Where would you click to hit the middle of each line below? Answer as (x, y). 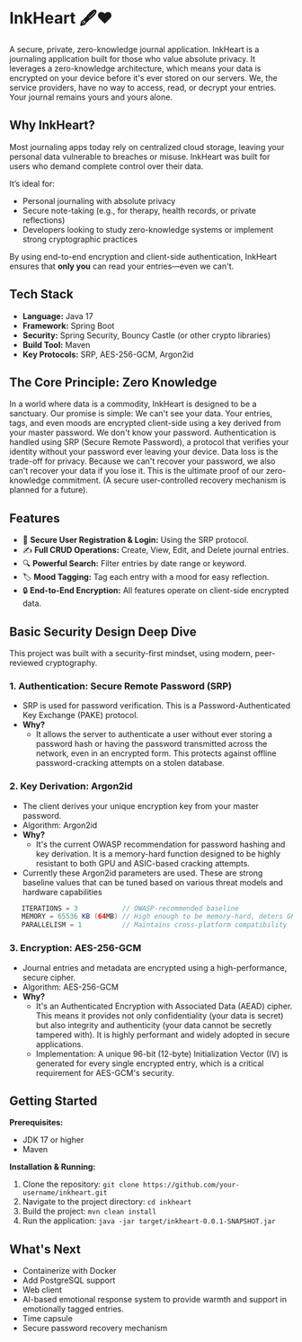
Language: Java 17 (58, 316)
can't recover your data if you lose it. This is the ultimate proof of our (137, 471)
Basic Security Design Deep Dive (103, 631)
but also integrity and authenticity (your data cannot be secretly (154, 1025)
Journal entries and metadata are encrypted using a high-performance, (155, 967)
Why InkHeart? (53, 125)
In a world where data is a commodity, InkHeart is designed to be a (133, 404)
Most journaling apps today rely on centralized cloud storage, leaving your (147, 147)
